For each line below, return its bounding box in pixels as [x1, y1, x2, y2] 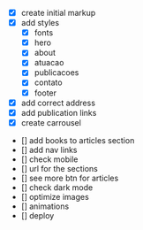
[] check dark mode [20, 181, 94, 193]
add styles [20, 18, 59, 28]
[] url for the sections [20, 163, 98, 173]
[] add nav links [20, 144, 78, 155]
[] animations [20, 201, 70, 211]
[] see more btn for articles [20, 172, 119, 183]
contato [34, 77, 63, 88]
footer [34, 88, 57, 98]
